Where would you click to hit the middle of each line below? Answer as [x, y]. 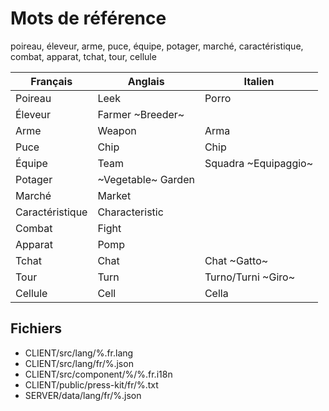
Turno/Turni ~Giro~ [250, 277]
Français [51, 81]
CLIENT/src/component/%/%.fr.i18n [98, 374]
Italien [259, 81]
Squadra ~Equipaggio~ [259, 163]
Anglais [146, 81]
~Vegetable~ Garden [146, 179]
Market [114, 195]
